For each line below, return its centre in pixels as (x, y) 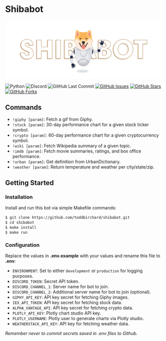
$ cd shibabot (20, 222)
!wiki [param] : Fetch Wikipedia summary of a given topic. (72, 146)
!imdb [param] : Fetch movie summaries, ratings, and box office (77, 151)
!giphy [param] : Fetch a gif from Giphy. (53, 119)
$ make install (21, 227)
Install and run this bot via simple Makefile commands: (61, 207)
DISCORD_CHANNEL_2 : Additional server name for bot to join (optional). (82, 292)
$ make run (16, 232)
